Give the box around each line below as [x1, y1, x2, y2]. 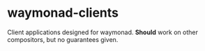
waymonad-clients [7, 5, 119, 21]
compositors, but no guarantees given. [7, 35, 119, 43]
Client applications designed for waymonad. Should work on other [7, 28, 199, 36]
